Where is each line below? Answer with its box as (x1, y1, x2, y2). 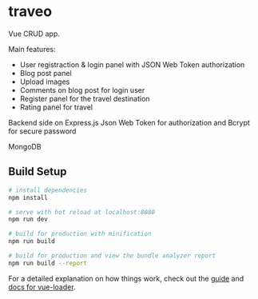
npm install (8, 193, 48, 201)
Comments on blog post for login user (19, 85, 145, 94)
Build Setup (8, 165, 67, 178)
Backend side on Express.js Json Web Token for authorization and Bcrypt (8, 118, 250, 127)
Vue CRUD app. (8, 29, 60, 38)
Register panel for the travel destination (19, 94, 150, 103)
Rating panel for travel (19, 102, 93, 112)
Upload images (19, 77, 70, 86)
